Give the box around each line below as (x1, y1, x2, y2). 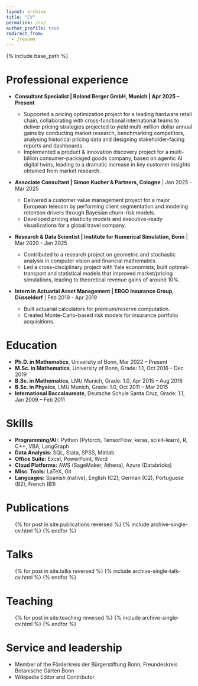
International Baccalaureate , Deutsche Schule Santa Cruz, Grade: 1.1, (14, 389, 185, 397)
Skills (6, 417, 34, 430)
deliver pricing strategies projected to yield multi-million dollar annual (23, 123, 193, 130)
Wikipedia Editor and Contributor (14, 673, 95, 680)
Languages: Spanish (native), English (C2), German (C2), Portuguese (14, 474, 184, 481)
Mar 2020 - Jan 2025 (14, 239, 67, 246)
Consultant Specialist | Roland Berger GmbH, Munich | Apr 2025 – (14, 92, 180, 100)
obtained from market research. (23, 167, 101, 174)
